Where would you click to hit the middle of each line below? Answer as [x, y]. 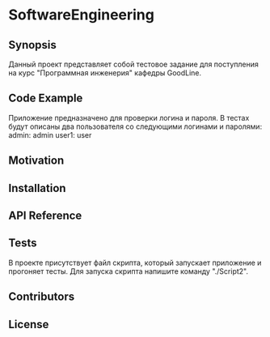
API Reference [45, 215]
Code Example [46, 98]
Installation [37, 188]
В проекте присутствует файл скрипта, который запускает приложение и [135, 262]
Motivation [36, 161]
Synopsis [32, 45]
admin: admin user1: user [50, 134]
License [29, 324]
